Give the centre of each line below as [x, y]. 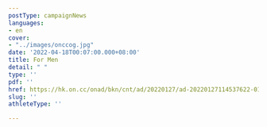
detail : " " [28, 67]
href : [17, 89]
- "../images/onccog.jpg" [51, 45]
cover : [19, 38]
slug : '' [23, 97]
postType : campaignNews [48, 15]
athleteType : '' [35, 104]
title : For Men [33, 60]
